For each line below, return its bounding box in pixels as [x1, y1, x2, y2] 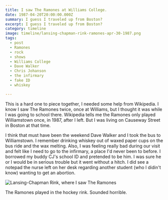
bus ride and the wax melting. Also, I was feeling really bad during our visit [5, 142, 160, 149]
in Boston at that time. [5, 122, 51, 128]
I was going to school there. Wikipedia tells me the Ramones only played [5, 112, 156, 118]
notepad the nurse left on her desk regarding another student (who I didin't [5, 164, 161, 170]
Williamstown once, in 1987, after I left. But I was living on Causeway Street [5, 117, 160, 123]
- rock [10, 49, 24, 55]
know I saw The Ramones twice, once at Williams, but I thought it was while [5, 106, 162, 112]
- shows [10, 54, 26, 60]
